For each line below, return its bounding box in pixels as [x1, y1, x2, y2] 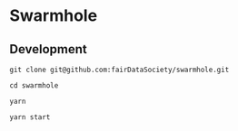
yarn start [9, 113, 51, 122]
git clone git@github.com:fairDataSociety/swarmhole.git [9, 65, 230, 74]
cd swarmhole [9, 81, 59, 90]
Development [9, 42, 88, 57]
